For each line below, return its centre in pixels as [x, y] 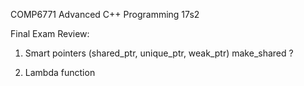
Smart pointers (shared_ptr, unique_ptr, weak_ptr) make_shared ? [159, 53]
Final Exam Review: [50, 33]
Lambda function [60, 72]
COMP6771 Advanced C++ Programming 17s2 [105, 14]
